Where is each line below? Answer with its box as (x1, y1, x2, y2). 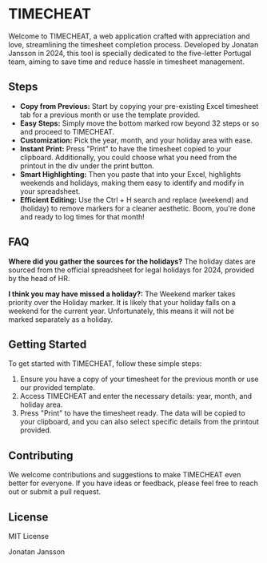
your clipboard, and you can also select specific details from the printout (19, 417, 260, 427)
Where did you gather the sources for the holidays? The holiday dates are (8, 256, 256, 266)
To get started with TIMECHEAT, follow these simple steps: (8, 359, 202, 368)
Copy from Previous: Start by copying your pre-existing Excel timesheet (19, 101, 259, 111)
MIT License (8, 532, 50, 541)
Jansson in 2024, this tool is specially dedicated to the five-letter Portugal (8, 48, 252, 58)
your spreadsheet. (19, 186, 81, 196)
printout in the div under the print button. (19, 161, 154, 171)
